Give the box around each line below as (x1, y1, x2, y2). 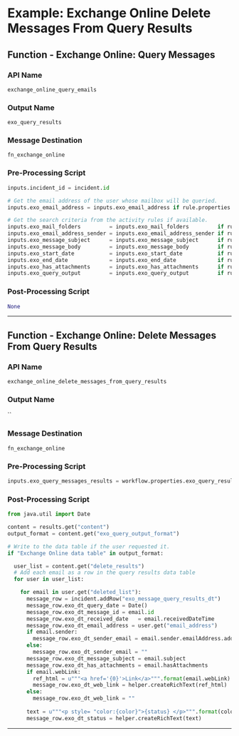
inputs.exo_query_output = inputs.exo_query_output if (7, 270, 224, 277)
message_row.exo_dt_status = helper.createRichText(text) (26, 715, 202, 722)
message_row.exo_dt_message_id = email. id (26, 608, 154, 615)
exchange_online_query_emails (7, 86, 97, 94)
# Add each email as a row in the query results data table (14, 569, 196, 576)
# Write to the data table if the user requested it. (7, 543, 171, 550)
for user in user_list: (14, 576, 84, 583)
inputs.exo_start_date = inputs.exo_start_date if (7, 250, 224, 257)
